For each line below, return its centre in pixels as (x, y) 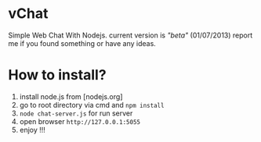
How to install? (58, 75)
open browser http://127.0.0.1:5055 (80, 121)
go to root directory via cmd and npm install (92, 105)
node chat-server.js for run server (76, 113)
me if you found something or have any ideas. (82, 43)
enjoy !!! (32, 130)
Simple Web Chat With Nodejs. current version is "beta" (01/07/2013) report (130, 35)
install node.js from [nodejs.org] (71, 96)
